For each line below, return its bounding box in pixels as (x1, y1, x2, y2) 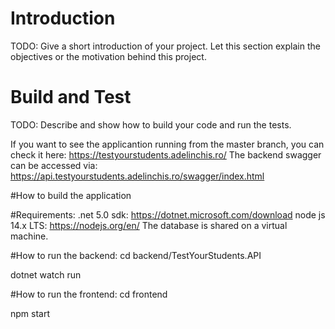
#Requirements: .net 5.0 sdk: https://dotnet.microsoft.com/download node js (10, 208, 326, 221)
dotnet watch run (10, 268, 82, 281)
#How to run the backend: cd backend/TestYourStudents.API (10, 249, 262, 261)
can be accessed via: (10, 159, 98, 171)
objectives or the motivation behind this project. (10, 50, 207, 62)
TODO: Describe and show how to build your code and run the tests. (10, 118, 292, 131)
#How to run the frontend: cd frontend (10, 288, 168, 300)
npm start (10, 307, 51, 319)
